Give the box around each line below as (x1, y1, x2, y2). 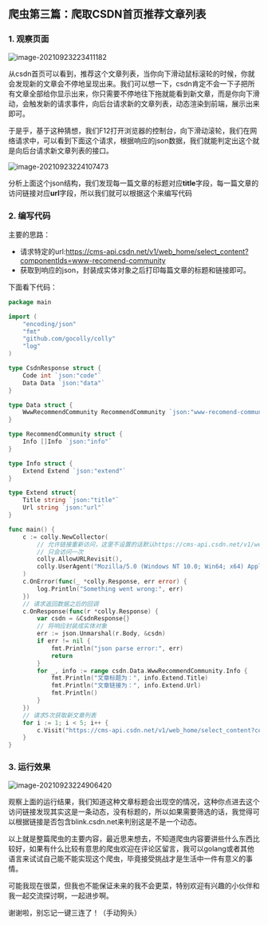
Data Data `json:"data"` (22, 379, 105, 387)
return (50, 652, 73, 660)
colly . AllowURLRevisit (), (37, 555, 124, 564)
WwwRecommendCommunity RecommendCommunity (22, 409, 166, 417)
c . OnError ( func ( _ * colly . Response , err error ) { (22, 578, 187, 586)
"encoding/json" (22, 320, 77, 328)
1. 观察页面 (8, 34, 49, 45)
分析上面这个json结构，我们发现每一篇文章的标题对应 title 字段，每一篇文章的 (8, 178, 259, 188)
